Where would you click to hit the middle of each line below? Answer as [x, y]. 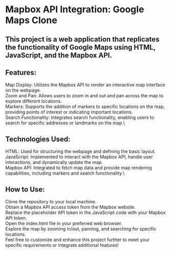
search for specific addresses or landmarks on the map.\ [65, 123]
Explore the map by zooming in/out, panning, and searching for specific [81, 229]
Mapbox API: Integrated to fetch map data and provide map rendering [79, 168]
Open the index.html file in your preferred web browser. [64, 223]
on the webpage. [23, 90]
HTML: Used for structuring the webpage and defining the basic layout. [81, 152]
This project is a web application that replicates [82, 39]
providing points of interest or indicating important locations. [69, 112]
